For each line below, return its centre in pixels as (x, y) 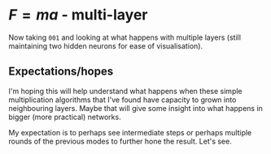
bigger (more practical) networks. (65, 117)
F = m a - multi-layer (78, 15)
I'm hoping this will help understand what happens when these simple (125, 91)
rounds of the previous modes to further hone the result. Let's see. (120, 141)
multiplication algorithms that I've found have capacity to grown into (122, 100)
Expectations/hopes (61, 72)
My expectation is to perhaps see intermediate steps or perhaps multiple (130, 132)
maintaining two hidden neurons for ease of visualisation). (106, 45)
